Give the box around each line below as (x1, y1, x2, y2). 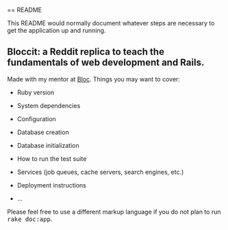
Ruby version (16, 88, 55, 97)
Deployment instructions (16, 181, 87, 189)
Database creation (16, 128, 70, 136)
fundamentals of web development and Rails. (7, 57, 205, 68)
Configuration (16, 114, 56, 123)
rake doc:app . (7, 215, 53, 223)
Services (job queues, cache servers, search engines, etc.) (16, 168, 184, 176)
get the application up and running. (7, 27, 106, 34)
